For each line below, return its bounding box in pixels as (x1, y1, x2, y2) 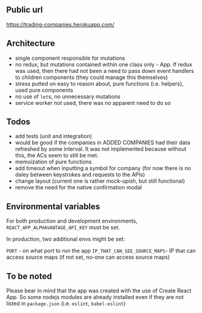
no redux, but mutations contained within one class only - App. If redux (15, 60, 192, 68)
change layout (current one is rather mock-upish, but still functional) (15, 177, 186, 185)
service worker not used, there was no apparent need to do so (15, 99, 171, 106)
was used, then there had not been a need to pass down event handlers (15, 67, 195, 74)
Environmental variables (6, 201, 100, 212)
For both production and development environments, (6, 217, 138, 225)
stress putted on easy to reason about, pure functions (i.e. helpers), (15, 80, 184, 87)
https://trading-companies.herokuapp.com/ (6, 21, 115, 28)
